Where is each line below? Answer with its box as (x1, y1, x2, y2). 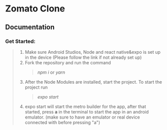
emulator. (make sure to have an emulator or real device (24, 114, 140, 120)
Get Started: (5, 38, 36, 45)
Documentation (5, 23, 55, 31)
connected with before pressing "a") (24, 119, 100, 125)
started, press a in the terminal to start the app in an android (24, 109, 149, 115)
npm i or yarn (37, 69, 65, 75)
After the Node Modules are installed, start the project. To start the (24, 79, 162, 85)
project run (24, 84, 48, 90)
